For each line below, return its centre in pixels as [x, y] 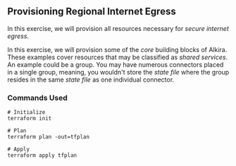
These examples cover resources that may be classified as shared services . [117, 57]
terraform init [30, 119]
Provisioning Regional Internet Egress [92, 12]
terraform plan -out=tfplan [49, 137]
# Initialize [26, 113]
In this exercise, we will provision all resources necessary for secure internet [118, 28]
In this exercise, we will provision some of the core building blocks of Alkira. [117, 49]
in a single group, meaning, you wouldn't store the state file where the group [118, 72]
